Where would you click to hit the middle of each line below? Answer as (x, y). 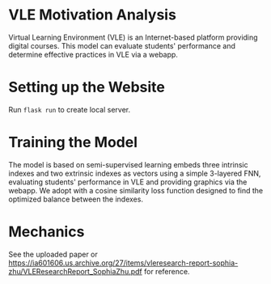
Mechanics (47, 231)
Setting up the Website (87, 87)
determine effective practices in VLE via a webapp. (93, 54)
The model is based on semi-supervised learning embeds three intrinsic (128, 164)
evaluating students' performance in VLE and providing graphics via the (128, 182)
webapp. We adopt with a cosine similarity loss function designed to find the (136, 190)
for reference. (167, 271)
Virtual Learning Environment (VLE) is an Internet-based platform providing (133, 37)
